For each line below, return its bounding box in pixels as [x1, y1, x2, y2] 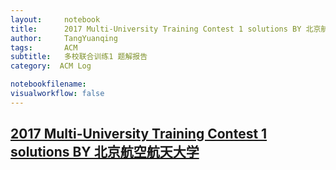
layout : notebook [10, 14, 101, 25]
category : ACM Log [10, 61, 92, 71]
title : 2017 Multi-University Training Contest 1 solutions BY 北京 [10, 24, 322, 34]
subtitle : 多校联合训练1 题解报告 [10, 52, 148, 62]
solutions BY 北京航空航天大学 [10, 144, 200, 161]
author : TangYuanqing [10, 33, 118, 43]
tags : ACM [10, 42, 78, 53]
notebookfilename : [10, 79, 87, 90]
